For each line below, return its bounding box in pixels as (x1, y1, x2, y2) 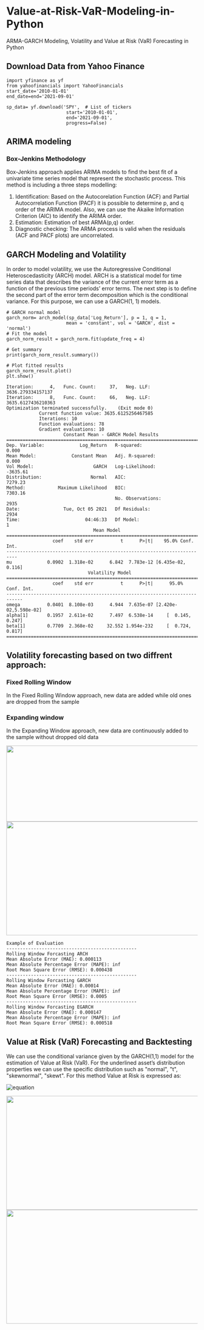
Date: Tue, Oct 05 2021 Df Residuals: (6, 506, 151, 513)
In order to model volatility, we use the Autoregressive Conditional (6, 265, 171, 273)
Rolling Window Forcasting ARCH (6, 951, 88, 957)
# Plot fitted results (6, 363, 64, 369)
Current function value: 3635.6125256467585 (38, 411, 154, 417)
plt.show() (6, 373, 34, 380)
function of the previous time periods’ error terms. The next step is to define (6, 285, 197, 292)
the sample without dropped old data (6, 734, 99, 741)
